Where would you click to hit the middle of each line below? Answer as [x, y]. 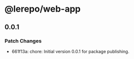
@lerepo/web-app [43, 9]
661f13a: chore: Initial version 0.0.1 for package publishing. [70, 51]
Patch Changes [23, 41]
